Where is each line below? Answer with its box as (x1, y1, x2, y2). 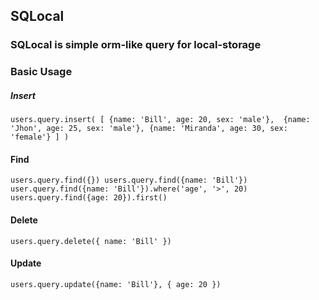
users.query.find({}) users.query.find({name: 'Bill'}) (10, 175, 248, 186)
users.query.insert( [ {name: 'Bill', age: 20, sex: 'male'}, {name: (10, 115, 311, 125)
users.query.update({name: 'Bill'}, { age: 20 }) (10, 279, 222, 289)
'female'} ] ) (10, 132, 70, 143)
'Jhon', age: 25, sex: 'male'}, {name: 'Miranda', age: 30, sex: (10, 124, 288, 134)
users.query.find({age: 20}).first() (10, 193, 168, 203)
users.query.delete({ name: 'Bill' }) (10, 236, 172, 246)
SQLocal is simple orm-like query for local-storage (10, 38, 262, 52)
